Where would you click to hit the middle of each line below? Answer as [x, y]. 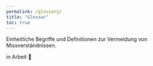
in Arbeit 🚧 [19, 57]
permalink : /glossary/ [34, 11]
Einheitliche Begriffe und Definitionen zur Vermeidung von [77, 39]
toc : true [18, 22]
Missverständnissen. [31, 45]
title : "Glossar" [27, 17]
